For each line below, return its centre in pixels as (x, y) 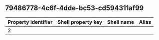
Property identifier (30, 22)
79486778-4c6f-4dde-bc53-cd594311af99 (75, 8)
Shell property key (80, 22)
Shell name (121, 22)
